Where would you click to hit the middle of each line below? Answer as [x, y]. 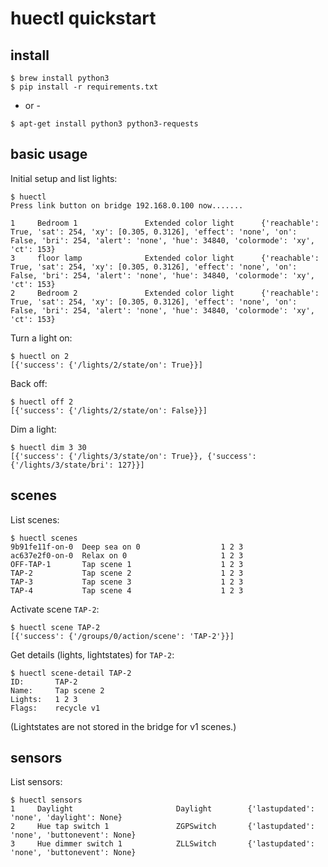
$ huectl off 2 [42, 402]
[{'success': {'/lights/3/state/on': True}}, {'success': [133, 456]
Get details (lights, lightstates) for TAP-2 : [92, 654]
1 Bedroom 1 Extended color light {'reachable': [165, 223]
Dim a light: [33, 429]
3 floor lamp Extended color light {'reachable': [165, 258]
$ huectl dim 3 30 [48, 447]
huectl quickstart [83, 18]
